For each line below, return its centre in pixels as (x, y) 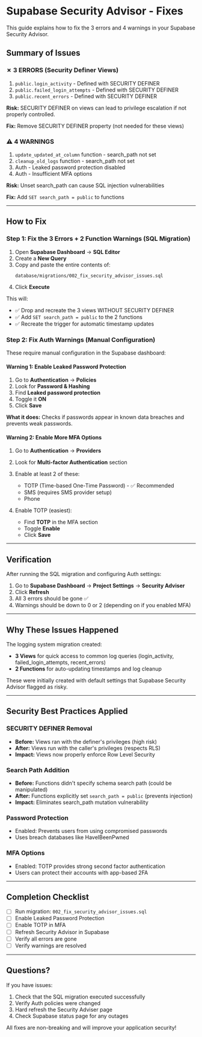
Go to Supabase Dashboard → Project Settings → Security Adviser (100, 586)
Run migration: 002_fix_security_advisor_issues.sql (81, 912)
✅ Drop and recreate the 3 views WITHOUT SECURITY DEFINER (94, 310)
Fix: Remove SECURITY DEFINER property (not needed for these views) (95, 126)
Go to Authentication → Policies (56, 380)
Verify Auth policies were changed (58, 1003)
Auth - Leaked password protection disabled (70, 167)
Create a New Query (41, 258)
